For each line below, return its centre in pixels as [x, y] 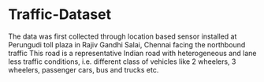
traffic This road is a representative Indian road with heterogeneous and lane [132, 53]
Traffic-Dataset [60, 15]
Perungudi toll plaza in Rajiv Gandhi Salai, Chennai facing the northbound [127, 44]
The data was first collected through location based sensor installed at [123, 36]
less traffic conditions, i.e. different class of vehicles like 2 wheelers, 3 [122, 61]
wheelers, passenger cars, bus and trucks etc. [84, 69]
